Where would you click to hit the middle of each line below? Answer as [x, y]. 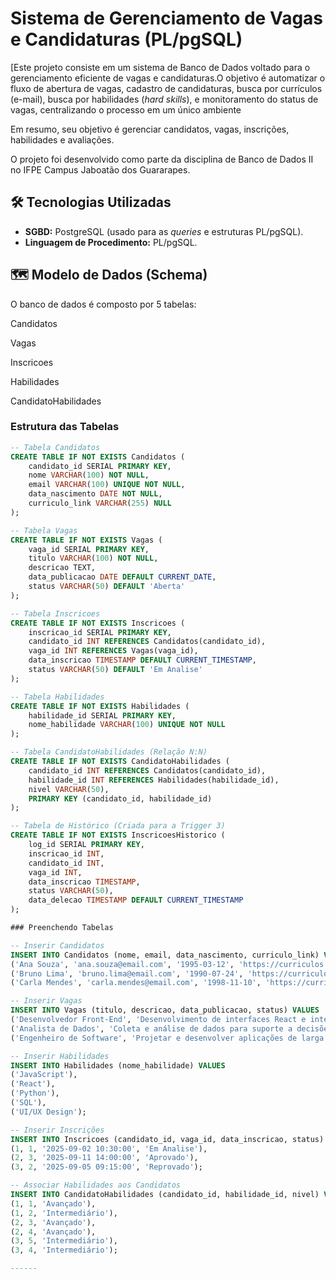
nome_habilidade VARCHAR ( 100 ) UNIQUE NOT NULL [127, 725]
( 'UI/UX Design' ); [48, 1112]
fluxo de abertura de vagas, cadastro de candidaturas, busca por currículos [166, 88]
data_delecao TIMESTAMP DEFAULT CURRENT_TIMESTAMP [136, 900]
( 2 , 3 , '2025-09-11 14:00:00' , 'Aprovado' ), [104, 1158]
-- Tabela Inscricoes [55, 613]
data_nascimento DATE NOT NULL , [95, 494]
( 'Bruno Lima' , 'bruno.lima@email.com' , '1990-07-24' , [127, 973]
